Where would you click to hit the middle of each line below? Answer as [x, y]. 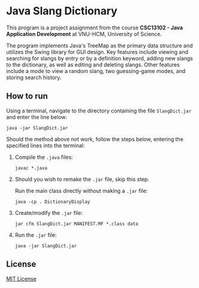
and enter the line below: [37, 117]
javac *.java [31, 168]
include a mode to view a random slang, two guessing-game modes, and [96, 71]
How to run [27, 96]
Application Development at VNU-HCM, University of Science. [84, 34]
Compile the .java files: [44, 157]
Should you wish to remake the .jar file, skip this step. [82, 179]
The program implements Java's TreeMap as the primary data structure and [99, 46]
